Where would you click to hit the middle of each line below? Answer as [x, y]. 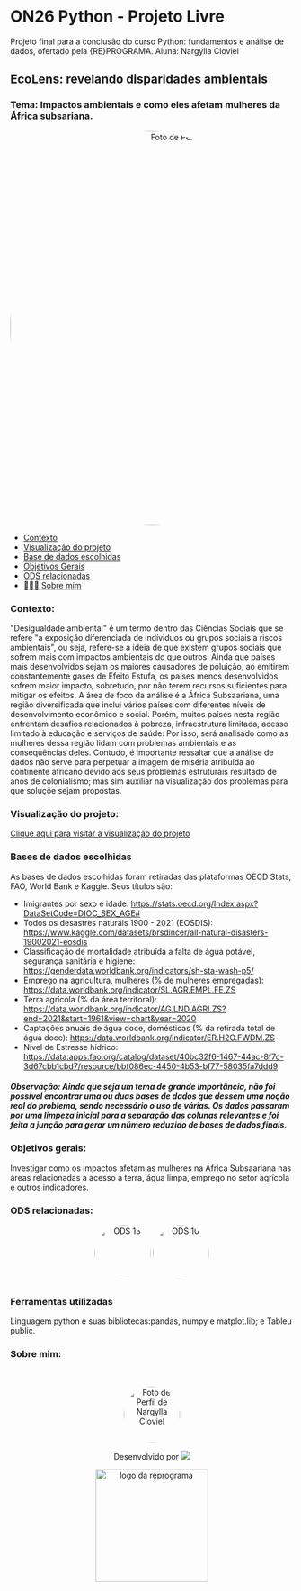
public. [23, 1331]
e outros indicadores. [49, 1187]
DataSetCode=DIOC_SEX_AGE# [82, 913]
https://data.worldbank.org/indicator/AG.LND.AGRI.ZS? [124, 1009]
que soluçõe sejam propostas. [66, 790]
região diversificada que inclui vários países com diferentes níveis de [138, 705]
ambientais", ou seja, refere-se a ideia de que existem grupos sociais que [146, 647]
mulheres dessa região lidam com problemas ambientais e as [124, 742]
